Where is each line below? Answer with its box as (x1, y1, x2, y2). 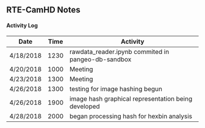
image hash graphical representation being (69, 94, 193, 103)
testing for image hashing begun (69, 84, 163, 93)
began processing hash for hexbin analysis (69, 112, 193, 120)
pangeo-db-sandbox (69, 55, 132, 63)
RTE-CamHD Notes (6, 5, 81, 15)
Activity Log (6, 21, 38, 29)
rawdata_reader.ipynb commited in (69, 47, 170, 56)
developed (69, 102, 100, 110)
